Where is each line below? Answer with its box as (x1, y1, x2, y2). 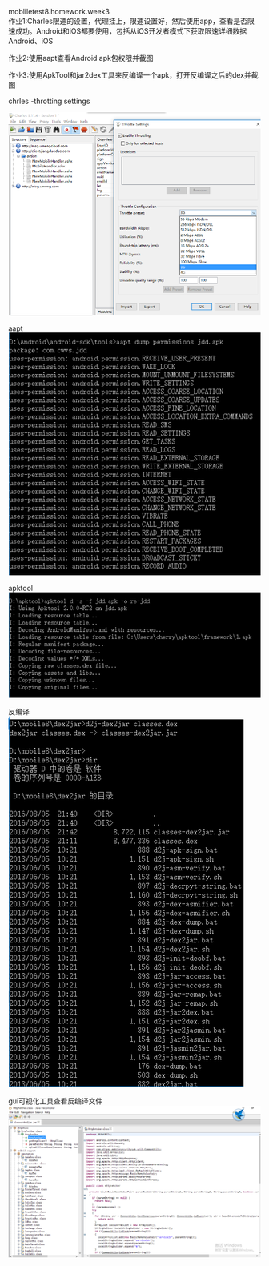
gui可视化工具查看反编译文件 (8, 1096, 103, 1106)
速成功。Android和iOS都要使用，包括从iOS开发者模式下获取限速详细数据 (8, 26, 247, 35)
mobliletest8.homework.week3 (8, 7, 110, 16)
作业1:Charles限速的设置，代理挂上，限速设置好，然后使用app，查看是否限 (8, 16, 255, 26)
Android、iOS (8, 36, 54, 46)
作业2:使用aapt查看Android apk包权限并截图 (8, 54, 154, 62)
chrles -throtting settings (8, 96, 90, 106)
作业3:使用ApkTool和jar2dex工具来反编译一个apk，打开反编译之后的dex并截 (8, 70, 259, 79)
